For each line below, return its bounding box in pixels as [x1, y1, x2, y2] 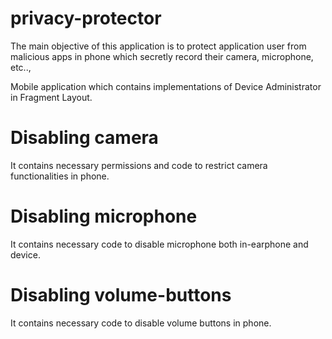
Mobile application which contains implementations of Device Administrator [10, 80, 322, 92]
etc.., [10, 61, 32, 73]
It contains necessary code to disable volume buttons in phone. [10, 317, 272, 329]
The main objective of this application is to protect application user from [10, 40, 307, 52]
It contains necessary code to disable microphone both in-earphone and [10, 238, 309, 250]
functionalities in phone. [10, 170, 110, 182]
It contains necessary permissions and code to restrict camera [10, 159, 268, 171]
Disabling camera [10, 127, 159, 149]
